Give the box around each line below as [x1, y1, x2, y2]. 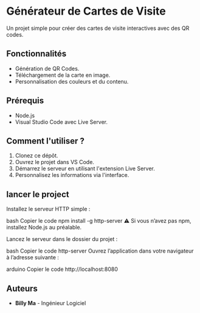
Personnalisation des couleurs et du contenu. [15, 77, 129, 85]
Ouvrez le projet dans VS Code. [15, 159, 94, 166]
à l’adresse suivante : [6, 254, 60, 261]
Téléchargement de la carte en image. [15, 71, 111, 79]
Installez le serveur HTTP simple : [6, 206, 91, 213]
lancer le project [6, 189, 69, 200]
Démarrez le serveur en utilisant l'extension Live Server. [15, 165, 155, 172]
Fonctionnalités [6, 49, 67, 59]
